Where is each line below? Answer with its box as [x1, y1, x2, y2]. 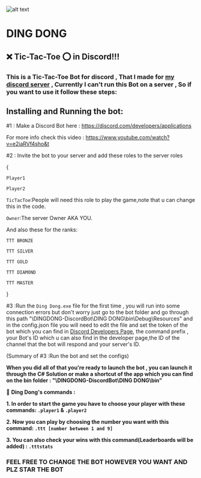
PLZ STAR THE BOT [6, 465, 64, 474]
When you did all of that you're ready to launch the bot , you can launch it [6, 364, 193, 371]
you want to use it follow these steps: [6, 87, 118, 96]
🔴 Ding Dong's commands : [6, 389, 76, 396]
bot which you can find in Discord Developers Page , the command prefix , [6, 328, 189, 335]
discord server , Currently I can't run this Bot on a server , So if [6, 80, 192, 89]
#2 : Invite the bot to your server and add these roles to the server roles [6, 152, 183, 159]
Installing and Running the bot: [6, 106, 124, 116]
